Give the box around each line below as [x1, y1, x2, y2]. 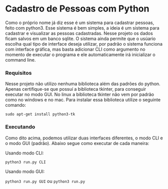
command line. [5, 57, 36, 63]
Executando [5, 123, 35, 130]
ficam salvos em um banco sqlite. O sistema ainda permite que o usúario [5, 36, 156, 42]
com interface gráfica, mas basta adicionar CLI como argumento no [5, 46, 146, 52]
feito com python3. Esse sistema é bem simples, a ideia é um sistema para [5, 25, 159, 31]
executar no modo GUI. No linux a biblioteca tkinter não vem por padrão [5, 91, 154, 98]
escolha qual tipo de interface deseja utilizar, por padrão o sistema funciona [5, 41, 162, 47]
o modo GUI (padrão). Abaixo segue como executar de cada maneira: [5, 140, 149, 146]
